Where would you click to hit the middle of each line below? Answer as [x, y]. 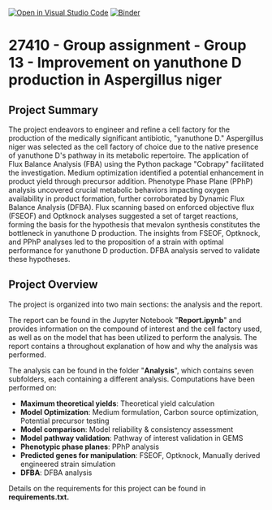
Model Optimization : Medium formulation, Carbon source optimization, [139, 412]
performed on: [32, 387]
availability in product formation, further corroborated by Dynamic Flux [127, 198]
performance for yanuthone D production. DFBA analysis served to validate [134, 251]
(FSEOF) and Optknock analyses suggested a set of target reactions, [123, 216]
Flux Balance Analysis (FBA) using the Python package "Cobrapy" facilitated [136, 164]
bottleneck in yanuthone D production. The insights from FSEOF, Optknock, [134, 233]
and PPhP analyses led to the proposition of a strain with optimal [117, 242]
